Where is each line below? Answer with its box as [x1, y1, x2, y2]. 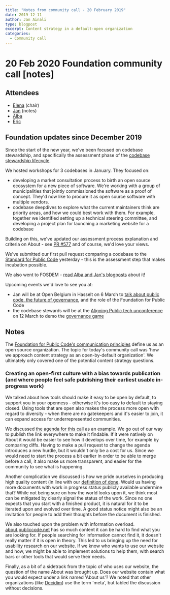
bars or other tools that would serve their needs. [5, 553, 107, 559]
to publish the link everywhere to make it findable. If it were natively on [5, 431, 153, 437]
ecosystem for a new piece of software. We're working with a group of [12, 183, 161, 189]
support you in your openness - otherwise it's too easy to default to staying [5, 400, 163, 406]
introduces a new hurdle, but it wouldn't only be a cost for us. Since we [5, 447, 154, 453]
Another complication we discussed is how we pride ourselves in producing [5, 473, 164, 480]
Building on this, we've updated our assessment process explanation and [5, 235, 158, 242]
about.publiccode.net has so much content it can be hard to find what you [5, 526, 160, 532]
